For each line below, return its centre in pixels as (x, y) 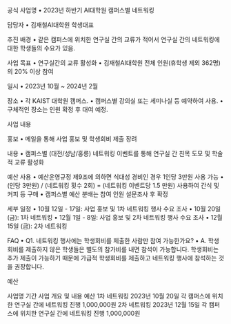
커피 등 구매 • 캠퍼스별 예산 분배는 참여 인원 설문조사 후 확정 (88, 194)
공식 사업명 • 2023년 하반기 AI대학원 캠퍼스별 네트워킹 (81, 10)
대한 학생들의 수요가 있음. (41, 48)
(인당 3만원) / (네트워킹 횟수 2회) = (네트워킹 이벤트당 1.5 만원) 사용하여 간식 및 (113, 185)
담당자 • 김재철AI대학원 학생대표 (51, 25)
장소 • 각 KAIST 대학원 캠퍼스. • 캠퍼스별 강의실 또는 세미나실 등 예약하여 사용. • (115, 101)
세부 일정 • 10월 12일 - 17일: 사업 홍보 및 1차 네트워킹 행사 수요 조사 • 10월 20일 (114, 209)
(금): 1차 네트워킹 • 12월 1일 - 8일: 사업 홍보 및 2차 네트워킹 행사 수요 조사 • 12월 (115, 217)
